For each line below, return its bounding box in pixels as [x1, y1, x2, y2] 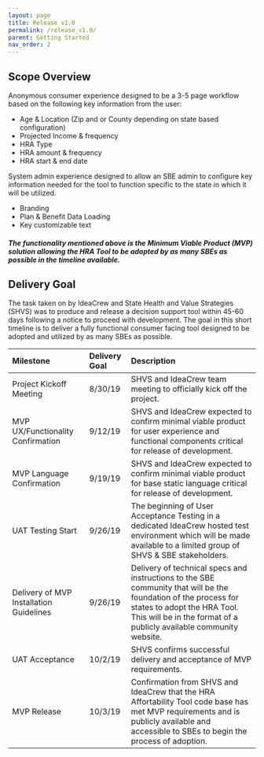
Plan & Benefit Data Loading [19, 212, 111, 221]
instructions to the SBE [130, 572, 215, 583]
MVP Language [12, 468, 69, 479]
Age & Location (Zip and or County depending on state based [19, 114, 219, 124]
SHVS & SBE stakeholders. [130, 550, 229, 561]
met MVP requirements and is [130, 706, 240, 717]
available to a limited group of [130, 540, 240, 551]
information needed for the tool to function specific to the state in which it [8, 179, 247, 189]
